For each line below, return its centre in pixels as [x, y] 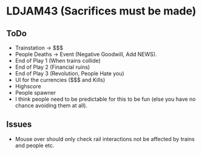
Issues [19, 125]
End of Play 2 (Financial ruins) [52, 67]
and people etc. [35, 145]
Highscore [28, 86]
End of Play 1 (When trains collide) [58, 61]
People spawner [35, 93]
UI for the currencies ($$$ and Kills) [60, 80]
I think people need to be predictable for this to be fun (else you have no [105, 99]
